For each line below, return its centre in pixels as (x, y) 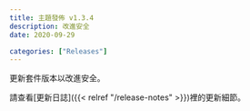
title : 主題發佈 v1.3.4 (51, 18)
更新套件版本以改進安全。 (57, 78)
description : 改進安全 (50, 26)
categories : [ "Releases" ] (58, 51)
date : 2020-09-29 (42, 35)
